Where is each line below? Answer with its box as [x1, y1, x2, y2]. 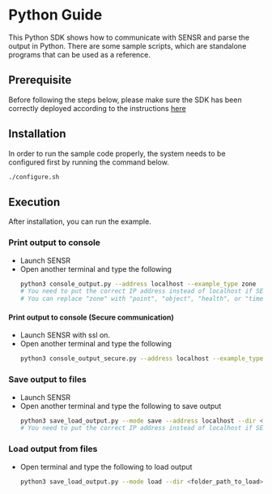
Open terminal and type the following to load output [19, 462, 193, 471]
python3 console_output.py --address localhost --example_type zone [19, 280, 257, 288]
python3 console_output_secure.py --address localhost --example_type [19, 354, 264, 363]
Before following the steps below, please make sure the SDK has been [8, 95, 242, 105]
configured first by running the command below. [8, 157, 170, 167]
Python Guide [8, 6, 103, 24]
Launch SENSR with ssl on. [19, 330, 111, 340]
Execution [8, 195, 61, 208]
